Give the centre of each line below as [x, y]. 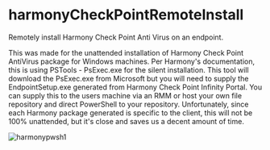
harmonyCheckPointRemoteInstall [126, 15]
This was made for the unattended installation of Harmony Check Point [126, 52]
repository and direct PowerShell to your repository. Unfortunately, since [129, 104]
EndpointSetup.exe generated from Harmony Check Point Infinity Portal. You [135, 87]
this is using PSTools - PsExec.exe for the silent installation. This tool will [129, 69]
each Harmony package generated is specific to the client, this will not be [131, 112]
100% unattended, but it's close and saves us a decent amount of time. [126, 121]
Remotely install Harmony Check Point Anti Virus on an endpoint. [116, 37]
